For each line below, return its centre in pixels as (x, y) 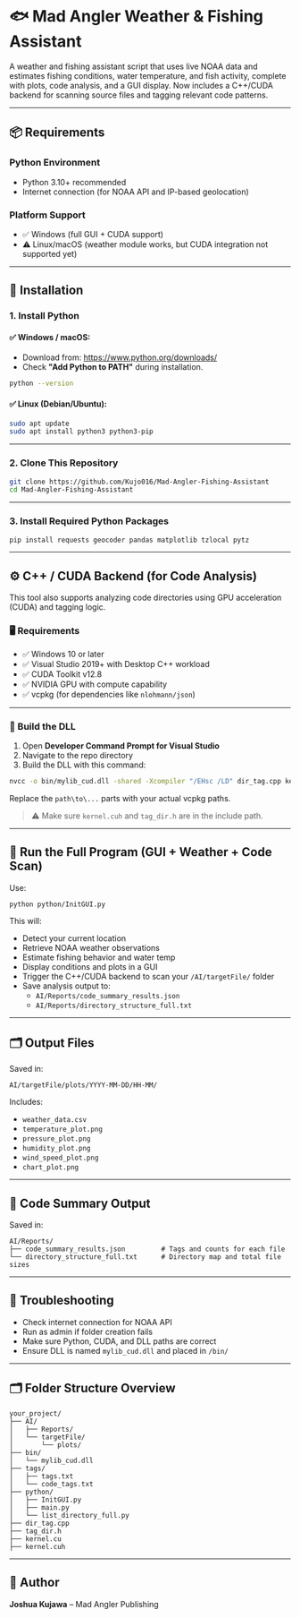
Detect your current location (74, 938)
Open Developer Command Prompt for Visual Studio (121, 745)
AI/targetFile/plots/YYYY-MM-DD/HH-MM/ (83, 1085)
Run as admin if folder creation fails (87, 1331)
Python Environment (55, 163)
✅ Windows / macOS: (50, 337)
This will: (25, 921)
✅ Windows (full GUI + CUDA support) (92, 234)
